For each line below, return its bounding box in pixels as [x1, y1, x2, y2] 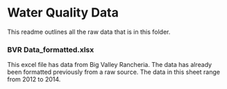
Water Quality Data [7, 5, 119, 21]
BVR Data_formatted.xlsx [7, 45, 94, 55]
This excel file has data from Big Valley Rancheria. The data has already [7, 61, 212, 69]
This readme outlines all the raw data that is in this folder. [7, 28, 171, 36]
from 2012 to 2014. [7, 75, 61, 83]
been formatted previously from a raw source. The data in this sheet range [7, 68, 221, 77]
